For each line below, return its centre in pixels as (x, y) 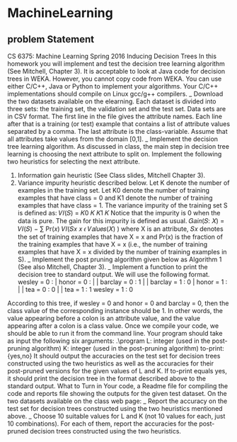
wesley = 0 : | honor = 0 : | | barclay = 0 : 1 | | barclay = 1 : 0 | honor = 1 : (122, 282)
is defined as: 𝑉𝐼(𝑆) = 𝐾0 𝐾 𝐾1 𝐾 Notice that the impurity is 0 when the (119, 213)
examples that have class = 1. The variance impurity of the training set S (122, 205)
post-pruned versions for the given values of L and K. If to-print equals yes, (117, 371)
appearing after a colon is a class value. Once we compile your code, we (113, 326)
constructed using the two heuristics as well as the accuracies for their (111, 363)
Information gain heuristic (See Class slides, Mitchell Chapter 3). (111, 175)
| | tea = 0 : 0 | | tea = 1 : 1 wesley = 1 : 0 (75, 289)
